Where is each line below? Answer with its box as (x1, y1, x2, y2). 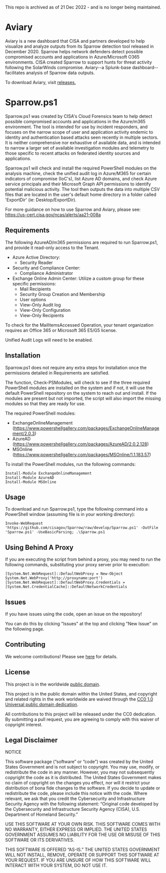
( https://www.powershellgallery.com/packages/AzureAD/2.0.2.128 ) (12, 441, 149, 447)
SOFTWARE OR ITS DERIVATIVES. (5, 837, 74, 843)
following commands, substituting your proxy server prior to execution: (5, 562, 150, 568)
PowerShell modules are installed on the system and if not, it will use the (5, 385, 153, 391)
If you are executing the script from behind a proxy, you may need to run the (5, 556, 161, 562)
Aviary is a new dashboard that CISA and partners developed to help (5, 38, 145, 44)
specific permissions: (12, 280, 56, 286)
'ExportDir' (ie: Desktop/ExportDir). (5, 196, 77, 203)
